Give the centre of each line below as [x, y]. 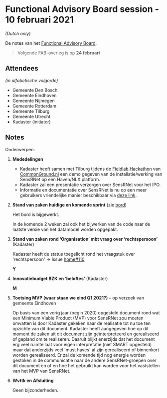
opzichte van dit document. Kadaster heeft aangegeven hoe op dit [80, 328]
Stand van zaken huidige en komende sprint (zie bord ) [70, 204]
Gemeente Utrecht [31, 116]
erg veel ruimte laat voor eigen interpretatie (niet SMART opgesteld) [82, 344]
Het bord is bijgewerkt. [36, 214]
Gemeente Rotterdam [34, 106]
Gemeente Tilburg [31, 111]
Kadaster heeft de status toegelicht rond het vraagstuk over [74, 254]
